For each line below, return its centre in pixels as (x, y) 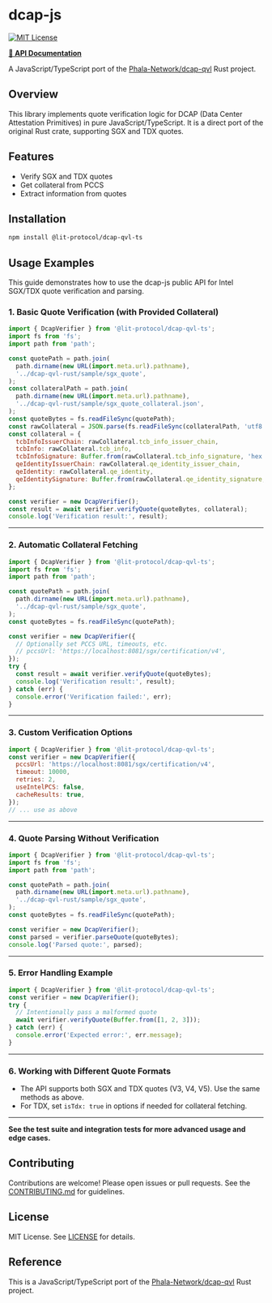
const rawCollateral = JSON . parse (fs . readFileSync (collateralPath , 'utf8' (137, 426)
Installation (37, 219)
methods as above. (52, 1098)
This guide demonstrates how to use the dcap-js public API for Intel (121, 282)
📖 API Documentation (45, 53)
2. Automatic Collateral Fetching (73, 545)
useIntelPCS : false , (50, 787)
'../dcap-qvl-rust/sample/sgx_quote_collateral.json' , (110, 404)
